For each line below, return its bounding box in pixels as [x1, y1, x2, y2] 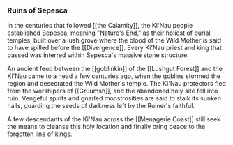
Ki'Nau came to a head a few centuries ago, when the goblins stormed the [7, 72, 221, 80]
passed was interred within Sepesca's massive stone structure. [7, 51, 190, 59]
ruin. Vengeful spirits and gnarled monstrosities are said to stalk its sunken [7, 94, 222, 102]
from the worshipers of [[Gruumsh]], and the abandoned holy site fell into [7, 86, 218, 96]
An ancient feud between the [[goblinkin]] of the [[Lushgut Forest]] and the [7, 65, 223, 73]
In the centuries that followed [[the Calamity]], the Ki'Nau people [7, 22, 193, 30]
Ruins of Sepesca [7, 6, 68, 15]
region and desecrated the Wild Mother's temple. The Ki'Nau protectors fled [7, 79, 227, 88]
